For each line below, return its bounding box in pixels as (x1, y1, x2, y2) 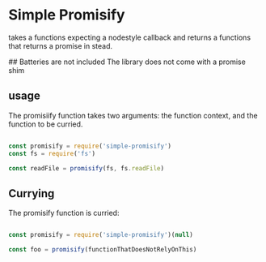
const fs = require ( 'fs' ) (8, 149, 95, 157)
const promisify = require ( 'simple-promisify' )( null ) (8, 231, 194, 239)
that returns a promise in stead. (8, 41, 113, 50)
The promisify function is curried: (8, 208, 120, 218)
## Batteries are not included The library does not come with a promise (8, 57, 247, 67)
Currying (8, 187, 55, 200)
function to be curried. (8, 119, 83, 129)
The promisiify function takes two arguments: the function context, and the (8, 110, 258, 120)
